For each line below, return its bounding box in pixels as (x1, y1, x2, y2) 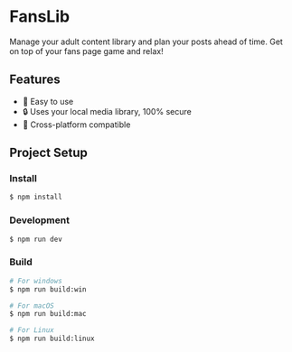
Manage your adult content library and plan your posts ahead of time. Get (9, 36, 283, 47)
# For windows (9, 276, 63, 285)
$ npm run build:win (9, 284, 88, 294)
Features (9, 72, 61, 88)
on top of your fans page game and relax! (9, 45, 165, 56)
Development (9, 214, 71, 227)
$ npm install (9, 192, 63, 202)
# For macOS (9, 301, 54, 310)
